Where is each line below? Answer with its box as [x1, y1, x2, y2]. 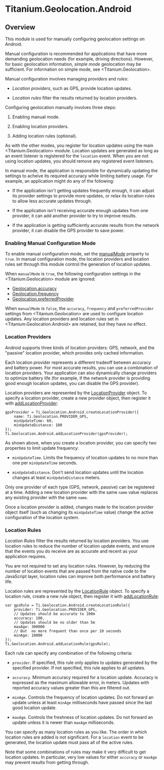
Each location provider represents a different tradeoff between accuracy [5, 359, 151, 365]
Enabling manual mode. [12, 114, 60, 120]
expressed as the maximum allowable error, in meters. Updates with [12, 679, 149, 686]
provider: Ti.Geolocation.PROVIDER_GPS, [14, 607, 97, 612]
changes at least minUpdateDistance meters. [12, 474, 101, 480]
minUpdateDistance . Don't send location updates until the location [12, 469, 144, 475]
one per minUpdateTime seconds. [12, 460, 77, 466]
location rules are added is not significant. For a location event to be [5, 734, 144, 740]
